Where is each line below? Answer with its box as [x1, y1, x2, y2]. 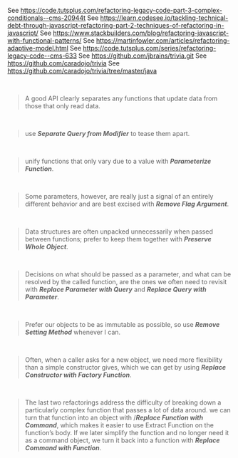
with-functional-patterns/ [7, 36, 82, 45]
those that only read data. [24, 102, 101, 110]
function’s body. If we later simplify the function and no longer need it [24, 429, 229, 437]
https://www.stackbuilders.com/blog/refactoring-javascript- [53, 28, 229, 37]
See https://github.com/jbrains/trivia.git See [78, 51, 207, 60]
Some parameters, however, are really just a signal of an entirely [24, 192, 214, 200]
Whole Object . [24, 242, 69, 251]
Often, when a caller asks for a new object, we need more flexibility [24, 355, 223, 364]
